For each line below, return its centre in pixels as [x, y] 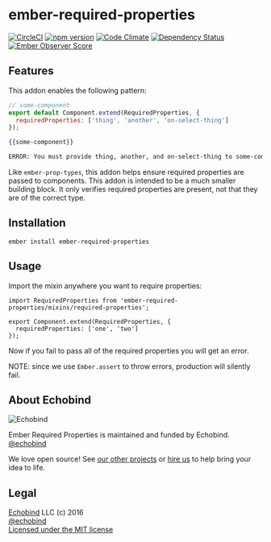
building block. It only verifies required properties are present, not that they [133, 189]
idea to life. [27, 468]
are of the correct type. [47, 198]
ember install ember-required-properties [79, 242]
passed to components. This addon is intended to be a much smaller [122, 180]
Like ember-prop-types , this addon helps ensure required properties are [126, 172]
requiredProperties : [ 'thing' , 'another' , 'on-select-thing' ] [122, 120]
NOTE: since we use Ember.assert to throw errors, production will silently [129, 366]
